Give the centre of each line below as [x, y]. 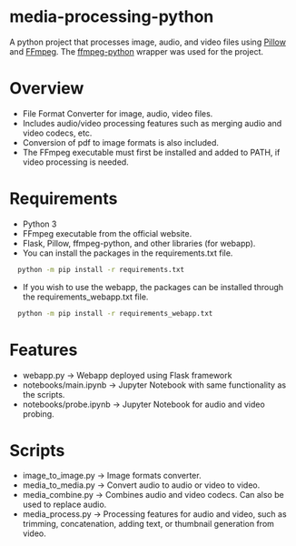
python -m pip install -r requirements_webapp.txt [115, 313]
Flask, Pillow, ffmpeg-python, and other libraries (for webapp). [139, 243]
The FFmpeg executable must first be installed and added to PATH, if [151, 152]
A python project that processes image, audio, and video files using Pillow [148, 42]
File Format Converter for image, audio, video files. [118, 113]
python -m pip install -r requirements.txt [101, 269]
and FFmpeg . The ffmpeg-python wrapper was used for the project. [137, 51]
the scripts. [44, 394]
